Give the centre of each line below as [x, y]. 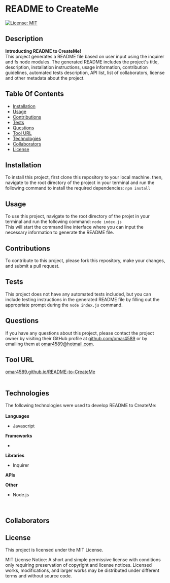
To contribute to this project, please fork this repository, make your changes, [85, 261]
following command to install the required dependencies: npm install [78, 188]
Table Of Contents [35, 94]
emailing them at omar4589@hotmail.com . [50, 344]
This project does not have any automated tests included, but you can [78, 294]
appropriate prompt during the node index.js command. [64, 305]
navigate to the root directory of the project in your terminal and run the [80, 183]
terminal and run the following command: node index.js [63, 222]
